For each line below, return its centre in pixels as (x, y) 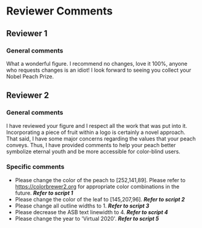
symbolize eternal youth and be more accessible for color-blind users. (93, 151)
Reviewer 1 (27, 33)
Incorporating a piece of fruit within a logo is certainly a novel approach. (96, 132)
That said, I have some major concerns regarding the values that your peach (101, 138)
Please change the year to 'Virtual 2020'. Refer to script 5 (87, 218)
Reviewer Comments (59, 11)
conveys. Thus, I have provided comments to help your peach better (91, 145)
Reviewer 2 (28, 96)
